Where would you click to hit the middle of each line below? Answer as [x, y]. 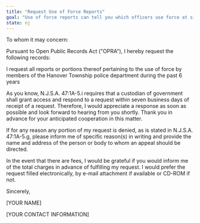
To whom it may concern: [37, 40]
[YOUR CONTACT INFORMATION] [48, 215]
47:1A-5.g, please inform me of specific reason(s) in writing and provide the [99, 137]
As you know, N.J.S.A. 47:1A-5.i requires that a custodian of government [95, 94]
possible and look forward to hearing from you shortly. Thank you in [89, 112]
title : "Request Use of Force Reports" [56, 12]
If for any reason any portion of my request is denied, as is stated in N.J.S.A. [100, 130]
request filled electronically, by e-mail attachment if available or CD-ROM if [98, 174]
